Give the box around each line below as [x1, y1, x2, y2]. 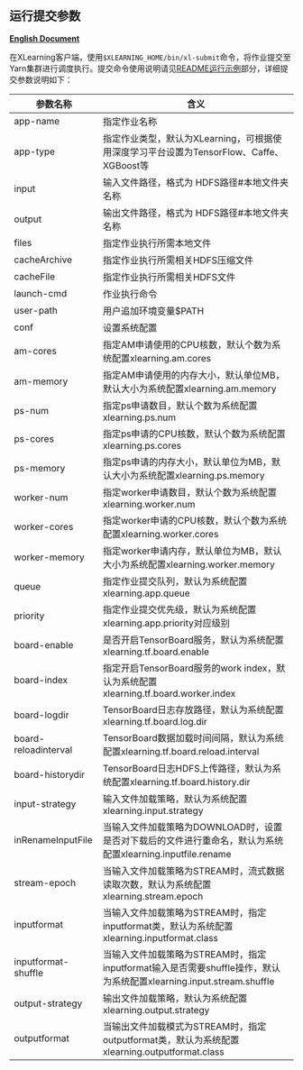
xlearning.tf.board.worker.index [102, 687, 236, 700]
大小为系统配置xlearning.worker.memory [102, 558, 275, 571]
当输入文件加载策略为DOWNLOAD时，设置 [102, 820, 283, 833]
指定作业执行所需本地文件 [102, 237, 212, 250]
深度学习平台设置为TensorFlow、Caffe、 [111, 145, 284, 158]
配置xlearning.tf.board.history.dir [111, 775, 251, 788]
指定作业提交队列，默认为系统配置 [102, 575, 248, 588]
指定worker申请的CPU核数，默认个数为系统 [102, 514, 287, 526]
